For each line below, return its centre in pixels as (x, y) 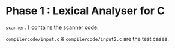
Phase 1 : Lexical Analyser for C (85, 11)
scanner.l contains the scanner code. (52, 27)
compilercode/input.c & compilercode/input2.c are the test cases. (87, 39)
